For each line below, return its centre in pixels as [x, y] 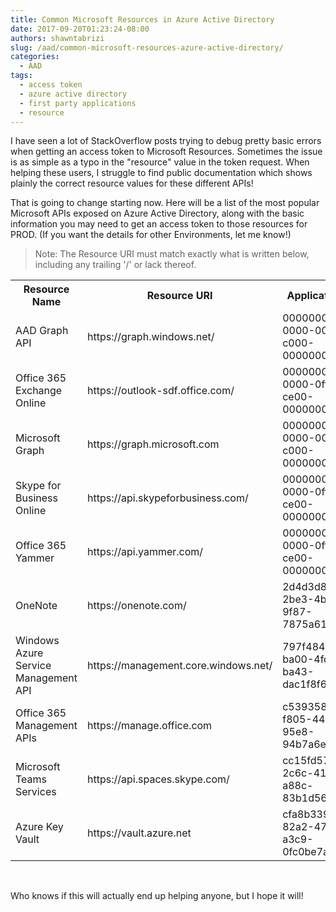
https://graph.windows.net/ [151, 337]
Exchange [39, 391]
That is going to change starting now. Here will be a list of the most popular [165, 203]
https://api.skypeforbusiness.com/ [168, 498]
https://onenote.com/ [137, 606]
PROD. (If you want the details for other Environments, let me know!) [151, 235]
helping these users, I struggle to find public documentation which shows [161, 173]
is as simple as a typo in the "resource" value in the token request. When [160, 162]
